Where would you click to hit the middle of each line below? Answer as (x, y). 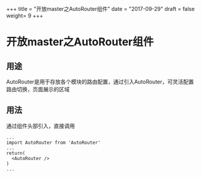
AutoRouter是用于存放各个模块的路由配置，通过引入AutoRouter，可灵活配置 (100, 82)
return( (16, 153)
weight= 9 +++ (25, 16)
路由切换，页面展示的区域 (38, 89)
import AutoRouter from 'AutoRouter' (54, 143)
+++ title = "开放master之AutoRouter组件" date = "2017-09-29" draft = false (100, 9)
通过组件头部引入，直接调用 (41, 126)
